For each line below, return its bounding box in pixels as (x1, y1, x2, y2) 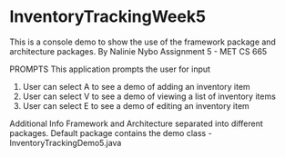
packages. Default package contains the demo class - (9, 127, 212, 138)
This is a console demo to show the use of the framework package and (9, 36, 276, 47)
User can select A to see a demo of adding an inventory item (22, 81, 250, 92)
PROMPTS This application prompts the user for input (9, 64, 211, 74)
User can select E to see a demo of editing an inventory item (22, 100, 250, 111)
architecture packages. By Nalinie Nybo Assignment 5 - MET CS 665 (9, 45, 268, 56)
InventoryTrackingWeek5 (9, 6, 207, 27)
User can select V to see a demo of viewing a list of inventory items (22, 91, 276, 102)
